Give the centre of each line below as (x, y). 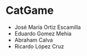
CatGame (30, 11)
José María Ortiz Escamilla (47, 27)
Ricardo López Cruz (39, 46)
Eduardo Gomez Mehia (43, 33)
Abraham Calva (34, 40)
